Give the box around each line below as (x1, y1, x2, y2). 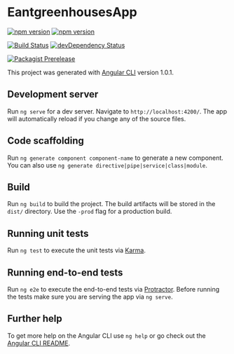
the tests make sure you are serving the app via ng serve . (7, 292, 173, 301)
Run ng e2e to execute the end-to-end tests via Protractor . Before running (7, 285, 220, 293)
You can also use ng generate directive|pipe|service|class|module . (7, 161, 208, 169)
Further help (7, 313, 63, 325)
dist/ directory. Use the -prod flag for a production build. (7, 207, 172, 216)
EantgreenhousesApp (7, 4, 138, 20)
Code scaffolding (7, 135, 84, 147)
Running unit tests (7, 227, 89, 239)
